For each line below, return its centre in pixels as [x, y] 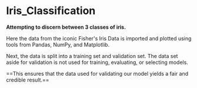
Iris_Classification [51, 11]
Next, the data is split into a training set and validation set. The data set [92, 56]
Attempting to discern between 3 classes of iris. [66, 27]
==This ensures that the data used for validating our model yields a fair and [97, 73]
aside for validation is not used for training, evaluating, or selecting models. [97, 62]
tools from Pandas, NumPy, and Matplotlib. [58, 45]
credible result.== [28, 80]
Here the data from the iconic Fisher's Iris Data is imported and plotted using [99, 38]
